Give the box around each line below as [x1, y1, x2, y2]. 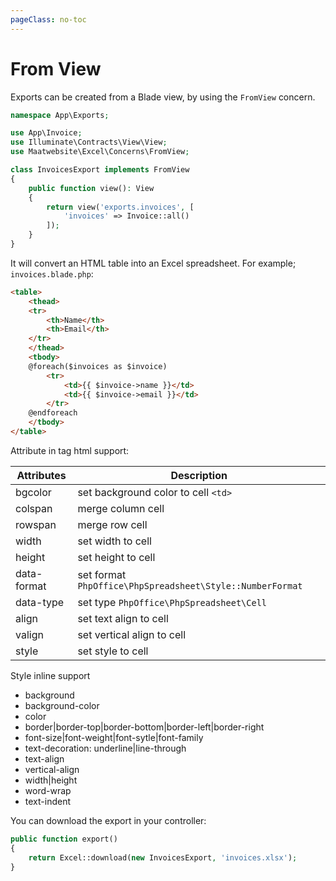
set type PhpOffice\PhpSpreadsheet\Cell [77, 595, 268, 609]
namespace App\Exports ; [10, 110, 110, 120]
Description [170, 468, 228, 482]
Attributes [16, 468, 67, 482]
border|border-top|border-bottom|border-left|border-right [24, 721, 265, 733]
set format [77, 567, 127, 581]
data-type [15, 595, 65, 609]
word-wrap [24, 784, 72, 796]
